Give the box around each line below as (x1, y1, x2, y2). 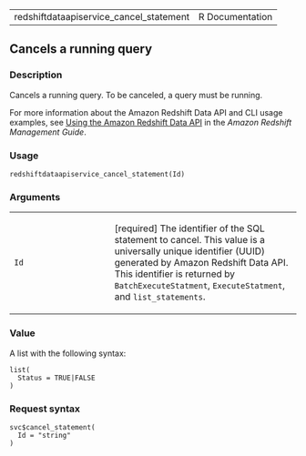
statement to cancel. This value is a (114, 234, 266, 247)
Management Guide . (9, 127, 87, 137)
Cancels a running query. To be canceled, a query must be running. (9, 89, 263, 100)
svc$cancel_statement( (9, 422, 96, 431)
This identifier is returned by (114, 268, 235, 280)
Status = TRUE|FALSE (17, 373, 96, 382)
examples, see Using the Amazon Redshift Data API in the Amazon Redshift (9, 117, 292, 127)
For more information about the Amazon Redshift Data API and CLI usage (9, 106, 283, 117)
